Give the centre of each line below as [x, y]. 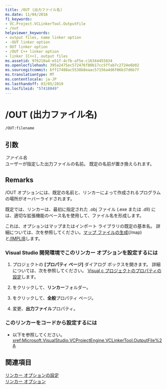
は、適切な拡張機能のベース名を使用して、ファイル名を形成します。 [75, 216]
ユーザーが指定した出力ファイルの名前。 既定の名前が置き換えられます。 [80, 164]
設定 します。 [25, 277]
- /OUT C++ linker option [32, 51]
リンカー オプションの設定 [32, 375]
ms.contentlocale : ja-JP [31, 79]
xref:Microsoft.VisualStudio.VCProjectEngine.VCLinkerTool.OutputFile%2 [87, 340]
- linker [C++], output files [37, 56]
